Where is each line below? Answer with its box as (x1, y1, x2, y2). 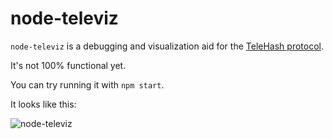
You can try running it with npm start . (10, 78, 165, 91)
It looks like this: (10, 98, 77, 110)
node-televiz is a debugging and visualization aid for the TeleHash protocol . (10, 40, 324, 52)
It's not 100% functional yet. (10, 59, 127, 71)
